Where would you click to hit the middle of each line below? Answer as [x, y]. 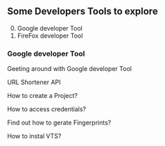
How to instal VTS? [34, 136]
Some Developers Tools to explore [82, 11]
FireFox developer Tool [50, 35]
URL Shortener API [34, 82]
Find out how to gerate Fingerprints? [59, 123]
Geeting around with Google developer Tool [69, 69]
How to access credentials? [47, 109]
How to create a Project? [42, 96]
